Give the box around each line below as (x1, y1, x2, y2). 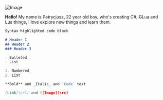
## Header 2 (5, 42, 29, 47)
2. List (5, 73, 21, 78)
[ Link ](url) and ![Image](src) (5, 90, 69, 95)
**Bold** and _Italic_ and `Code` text (5, 82, 86, 86)
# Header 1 (5, 37, 27, 42)
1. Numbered (5, 68, 29, 73)
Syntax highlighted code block (5, 29, 69, 33)
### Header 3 (5, 46, 32, 51)
